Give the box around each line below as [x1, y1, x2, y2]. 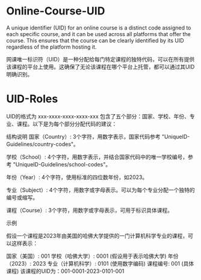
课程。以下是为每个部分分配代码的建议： [16, 120, 117, 127]
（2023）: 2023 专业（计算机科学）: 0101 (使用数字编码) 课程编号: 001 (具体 [6, 260, 194, 267]
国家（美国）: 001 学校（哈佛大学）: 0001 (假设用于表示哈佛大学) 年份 [6, 252, 179, 260]
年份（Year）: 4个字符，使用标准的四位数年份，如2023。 [6, 173, 148, 181]
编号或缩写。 [6, 193, 38, 201]
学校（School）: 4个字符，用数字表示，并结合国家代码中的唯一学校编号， [6, 153, 188, 160]
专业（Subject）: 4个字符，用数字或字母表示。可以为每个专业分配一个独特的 [6, 186, 195, 193]
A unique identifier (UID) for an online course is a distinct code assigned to [6, 24, 191, 31]
